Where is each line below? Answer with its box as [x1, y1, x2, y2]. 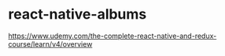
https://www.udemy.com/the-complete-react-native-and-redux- [8, 31, 217, 40]
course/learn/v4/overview [8, 39, 93, 48]
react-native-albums [8, 5, 147, 23]
